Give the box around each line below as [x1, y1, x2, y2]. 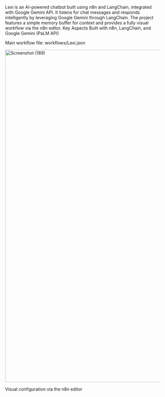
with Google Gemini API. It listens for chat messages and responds [5, 9, 140, 15]
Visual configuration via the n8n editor [5, 386, 82, 392]
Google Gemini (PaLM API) [5, 31, 59, 36]
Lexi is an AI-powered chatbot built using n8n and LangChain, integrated [5, 4, 152, 10]
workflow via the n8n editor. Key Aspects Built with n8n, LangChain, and [5, 25, 151, 31]
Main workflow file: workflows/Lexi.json [5, 40, 85, 46]
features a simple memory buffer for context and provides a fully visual [5, 20, 149, 26]
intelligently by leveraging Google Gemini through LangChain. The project [5, 15, 154, 20]
